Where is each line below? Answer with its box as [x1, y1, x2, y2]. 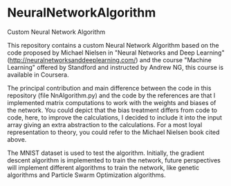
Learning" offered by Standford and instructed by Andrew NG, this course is [7, 63, 224, 71]
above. [7, 135, 27, 143]
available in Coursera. [7, 71, 69, 79]
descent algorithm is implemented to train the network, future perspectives [7, 156, 221, 164]
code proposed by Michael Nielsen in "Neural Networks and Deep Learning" [7, 48, 225, 57]
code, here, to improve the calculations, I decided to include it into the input [7, 113, 223, 122]
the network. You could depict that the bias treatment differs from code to [7, 106, 218, 114]
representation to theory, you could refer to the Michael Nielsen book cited [7, 128, 220, 136]
